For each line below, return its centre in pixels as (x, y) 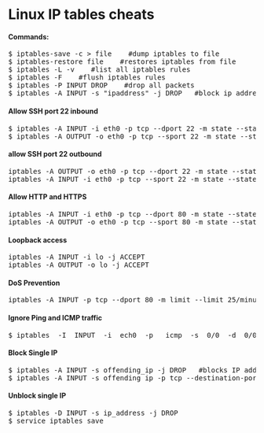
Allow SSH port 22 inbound (53, 111)
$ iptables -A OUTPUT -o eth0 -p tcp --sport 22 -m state (122, 136)
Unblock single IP (37, 396)
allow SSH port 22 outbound (55, 154)
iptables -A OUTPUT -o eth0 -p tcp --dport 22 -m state (118, 171)
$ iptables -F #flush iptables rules (87, 78)
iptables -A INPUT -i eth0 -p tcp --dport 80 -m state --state (132, 214)
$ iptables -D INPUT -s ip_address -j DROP (93, 413)
